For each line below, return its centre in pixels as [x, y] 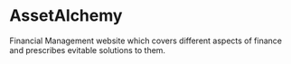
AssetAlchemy [66, 16]
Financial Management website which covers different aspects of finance [146, 41]
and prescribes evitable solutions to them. [87, 50]
